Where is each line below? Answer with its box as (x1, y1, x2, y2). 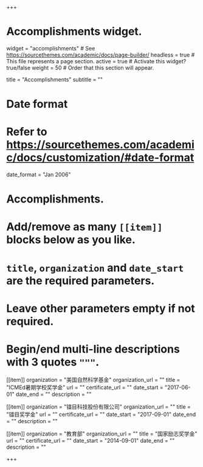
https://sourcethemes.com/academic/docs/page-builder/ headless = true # (6, 51, 195, 58)
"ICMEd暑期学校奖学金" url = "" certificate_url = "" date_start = (6, 384, 163, 391)
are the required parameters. (6, 274, 155, 288)
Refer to (6, 125, 47, 139)
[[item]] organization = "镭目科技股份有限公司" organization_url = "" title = (6, 403, 191, 410)
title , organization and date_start (6, 261, 184, 274)
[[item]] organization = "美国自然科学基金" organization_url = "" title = (6, 376, 181, 383)
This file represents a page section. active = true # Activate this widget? (6, 57, 187, 64)
